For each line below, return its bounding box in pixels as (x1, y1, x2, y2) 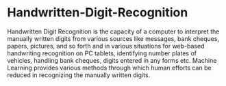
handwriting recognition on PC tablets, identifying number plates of (7, 49, 197, 57)
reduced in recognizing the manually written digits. (7, 70, 151, 79)
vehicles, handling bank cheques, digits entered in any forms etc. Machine (7, 56, 217, 64)
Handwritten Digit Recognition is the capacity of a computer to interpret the (7, 27, 220, 35)
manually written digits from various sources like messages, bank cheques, (7, 34, 220, 42)
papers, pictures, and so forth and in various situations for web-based (7, 42, 205, 50)
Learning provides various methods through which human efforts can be (7, 63, 212, 72)
